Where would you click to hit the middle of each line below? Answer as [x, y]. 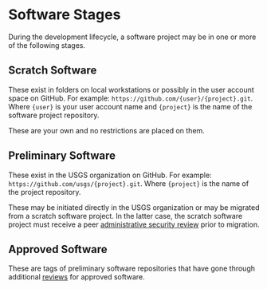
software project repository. [54, 115]
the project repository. [45, 192]
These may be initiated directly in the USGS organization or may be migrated [134, 207]
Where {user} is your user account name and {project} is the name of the [130, 106]
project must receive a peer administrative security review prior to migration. [134, 224]
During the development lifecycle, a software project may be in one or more [132, 37]
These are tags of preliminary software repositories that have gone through [132, 268]
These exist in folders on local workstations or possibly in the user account [132, 89]
